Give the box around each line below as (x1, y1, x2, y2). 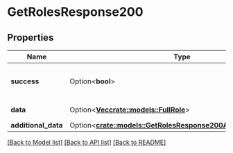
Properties (7, 32, 54, 43)
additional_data (10, 121, 63, 130)
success (10, 76, 40, 86)
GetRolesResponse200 (7, 4, 144, 20)
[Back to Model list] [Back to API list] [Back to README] (7, 139, 166, 146)
